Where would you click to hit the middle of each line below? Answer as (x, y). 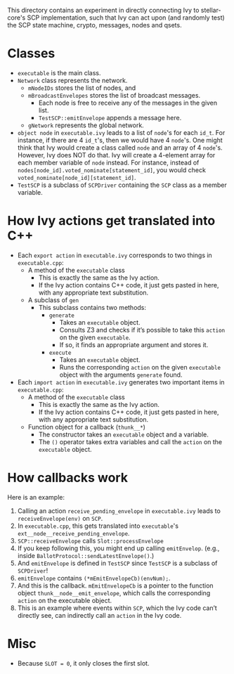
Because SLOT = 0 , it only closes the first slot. (83, 663)
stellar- (211, 10)
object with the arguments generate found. (121, 375)
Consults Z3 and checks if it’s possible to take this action (142, 330)
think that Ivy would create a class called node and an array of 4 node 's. (120, 148)
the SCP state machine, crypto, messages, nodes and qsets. (95, 25)
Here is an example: (36, 497)
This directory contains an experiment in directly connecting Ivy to (103, 10)
